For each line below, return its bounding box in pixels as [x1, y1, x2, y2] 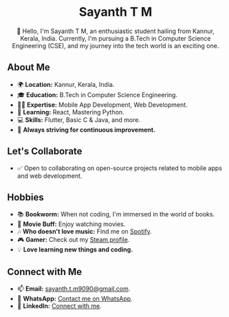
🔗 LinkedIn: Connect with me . [17, 302, 102, 310]
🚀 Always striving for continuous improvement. [17, 125, 156, 134]
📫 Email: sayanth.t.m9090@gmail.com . [17, 285, 131, 293]
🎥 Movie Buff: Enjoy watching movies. [17, 220, 126, 228]
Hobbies [7, 191, 45, 203]
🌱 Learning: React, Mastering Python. [17, 108, 125, 116]
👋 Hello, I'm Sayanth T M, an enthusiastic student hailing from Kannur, [17, 27, 215, 35]
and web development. [17, 172, 83, 180]
